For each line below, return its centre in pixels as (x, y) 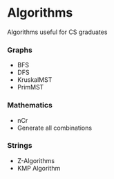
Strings (20, 146)
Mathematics (30, 105)
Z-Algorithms (36, 160)
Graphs (20, 50)
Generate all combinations (54, 128)
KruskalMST (35, 80)
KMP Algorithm (39, 168)
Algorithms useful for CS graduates (57, 32)
